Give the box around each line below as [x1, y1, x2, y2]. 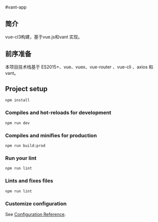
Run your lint [5, 155, 37, 162]
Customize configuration [5, 200, 67, 207]
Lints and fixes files [5, 177, 54, 184]
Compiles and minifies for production [5, 132, 97, 139]
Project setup [5, 85, 48, 93]
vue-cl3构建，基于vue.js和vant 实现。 [5, 34, 83, 40]
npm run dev [5, 120, 30, 125]
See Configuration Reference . [5, 211, 66, 217]
